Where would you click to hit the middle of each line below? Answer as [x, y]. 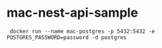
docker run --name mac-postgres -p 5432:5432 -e [82, 31]
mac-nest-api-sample [73, 13]
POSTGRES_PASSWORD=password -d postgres [67, 37]
